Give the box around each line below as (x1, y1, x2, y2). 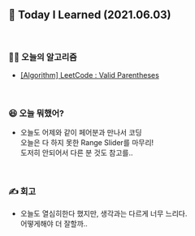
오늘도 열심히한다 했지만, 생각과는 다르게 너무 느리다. (19, 208, 188, 218)
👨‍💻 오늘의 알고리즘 (8, 51, 77, 62)
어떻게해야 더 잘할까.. (19, 218, 88, 228)
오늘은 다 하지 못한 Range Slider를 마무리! (19, 138, 154, 148)
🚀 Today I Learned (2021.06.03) (8, 8, 172, 22)
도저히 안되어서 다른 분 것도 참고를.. (19, 148, 133, 158)
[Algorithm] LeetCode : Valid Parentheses (19, 71, 160, 80)
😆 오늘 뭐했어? (8, 108, 65, 119)
